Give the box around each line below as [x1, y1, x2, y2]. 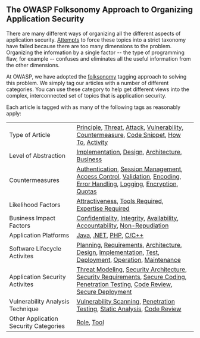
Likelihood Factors [9, 201, 61, 209]
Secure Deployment [76, 287, 132, 296]
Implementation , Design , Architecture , [76, 148, 183, 156]
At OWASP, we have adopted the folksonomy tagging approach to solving [6, 73, 187, 80]
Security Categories [9, 321, 65, 330]
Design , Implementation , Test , [76, 248, 160, 256]
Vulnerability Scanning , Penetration [76, 297, 176, 305]
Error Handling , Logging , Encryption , [76, 180, 179, 188]
